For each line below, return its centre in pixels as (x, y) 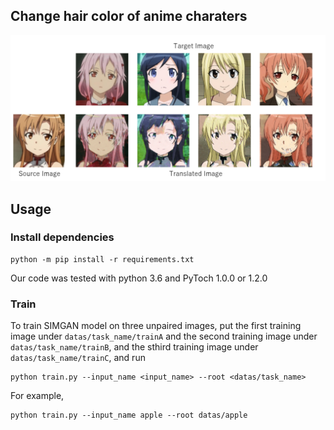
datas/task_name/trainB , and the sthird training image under (134, 347)
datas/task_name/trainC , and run (78, 358)
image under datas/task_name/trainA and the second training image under (164, 336)
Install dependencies (62, 237)
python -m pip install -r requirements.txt (102, 259)
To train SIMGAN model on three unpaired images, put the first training (156, 326)
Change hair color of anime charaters (129, 16)
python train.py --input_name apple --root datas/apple (129, 415)
